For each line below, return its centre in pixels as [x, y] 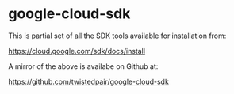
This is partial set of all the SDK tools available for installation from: [117, 36]
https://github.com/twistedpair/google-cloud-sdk [88, 81]
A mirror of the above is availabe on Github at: [83, 66]
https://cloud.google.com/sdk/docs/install [77, 51]
